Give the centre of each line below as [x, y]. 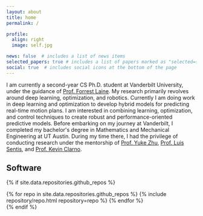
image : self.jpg [32, 45]
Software [24, 168]
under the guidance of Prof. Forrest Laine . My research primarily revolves [98, 91]
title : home [21, 18]
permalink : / [23, 23]
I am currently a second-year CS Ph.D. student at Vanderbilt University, [95, 85]
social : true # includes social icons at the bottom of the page [92, 67]
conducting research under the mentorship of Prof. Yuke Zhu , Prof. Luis [95, 142]
